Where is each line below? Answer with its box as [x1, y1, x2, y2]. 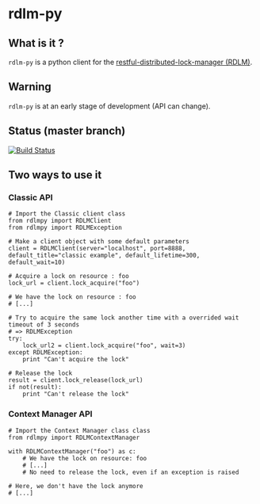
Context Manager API [8, 409, 93, 420]
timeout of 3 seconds [8, 321, 80, 329]
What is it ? [8, 36, 65, 50]
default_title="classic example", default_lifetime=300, [8, 251, 201, 260]
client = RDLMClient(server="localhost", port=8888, [8, 245, 186, 253]
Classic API [8, 192, 53, 203]
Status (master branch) [8, 124, 126, 138]
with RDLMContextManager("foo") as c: [8, 447, 136, 456]
